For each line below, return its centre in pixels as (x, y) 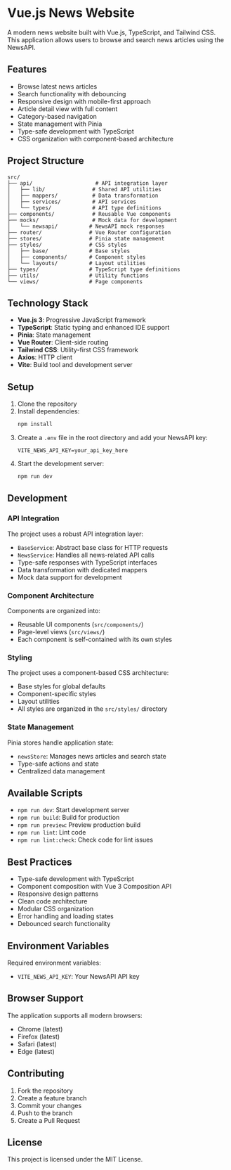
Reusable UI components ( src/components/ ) (80, 624)
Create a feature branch (52, 1098)
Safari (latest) (37, 1044)
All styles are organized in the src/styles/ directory (92, 709)
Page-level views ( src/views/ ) (61, 631)
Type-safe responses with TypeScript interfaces (87, 562)
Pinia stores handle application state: (60, 742)
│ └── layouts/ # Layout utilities (77, 263)
